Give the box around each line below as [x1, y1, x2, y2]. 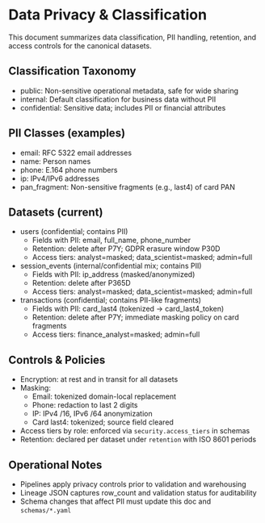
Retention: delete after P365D [32, 278, 131, 288]
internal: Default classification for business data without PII [19, 94, 217, 104]
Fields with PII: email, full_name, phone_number [32, 236, 191, 245]
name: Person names [19, 156, 91, 166]
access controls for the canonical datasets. [8, 40, 152, 50]
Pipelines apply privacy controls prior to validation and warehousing [19, 479, 246, 489]
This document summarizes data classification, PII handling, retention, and [8, 32, 257, 42]
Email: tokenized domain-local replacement [32, 391, 176, 401]
